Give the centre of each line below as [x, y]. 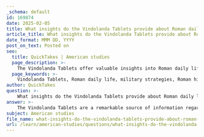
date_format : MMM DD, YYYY [40, 40]
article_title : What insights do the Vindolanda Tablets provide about [99, 35]
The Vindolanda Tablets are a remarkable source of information [100, 108]
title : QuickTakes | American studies [61, 57]
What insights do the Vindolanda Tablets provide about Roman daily [106, 96]
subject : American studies [40, 113]
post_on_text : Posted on [38, 46]
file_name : [20, 119]
